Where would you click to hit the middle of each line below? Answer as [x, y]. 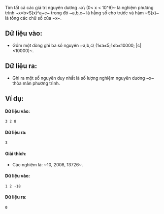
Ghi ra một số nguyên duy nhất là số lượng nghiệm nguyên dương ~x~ [83, 78]
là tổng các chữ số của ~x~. [33, 18]
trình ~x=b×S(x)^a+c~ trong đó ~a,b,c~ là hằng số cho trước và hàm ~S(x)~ [82, 13]
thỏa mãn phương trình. [36, 83]
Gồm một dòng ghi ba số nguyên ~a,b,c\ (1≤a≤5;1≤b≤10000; [74, 45]
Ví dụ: [14, 99]
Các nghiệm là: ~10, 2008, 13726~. [48, 164]
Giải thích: [16, 154]
